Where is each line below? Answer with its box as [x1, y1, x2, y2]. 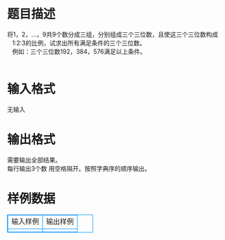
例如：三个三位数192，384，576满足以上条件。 [12, 47, 146, 56]
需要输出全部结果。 [7, 156, 62, 164]
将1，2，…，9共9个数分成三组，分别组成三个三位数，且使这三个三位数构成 [7, 30, 218, 38]
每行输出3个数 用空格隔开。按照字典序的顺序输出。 [7, 164, 151, 172]
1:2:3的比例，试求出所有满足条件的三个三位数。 [12, 38, 146, 47]
